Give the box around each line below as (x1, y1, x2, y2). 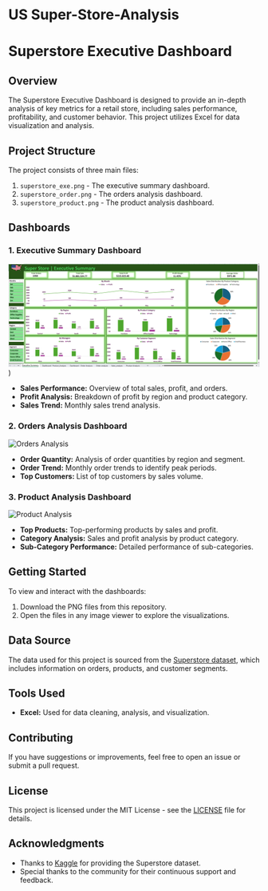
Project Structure (8, 144, 96, 158)
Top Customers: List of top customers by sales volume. (19, 471, 203, 481)
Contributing (8, 731, 73, 745)
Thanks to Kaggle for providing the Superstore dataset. (19, 858, 201, 868)
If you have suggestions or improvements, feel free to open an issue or (8, 753, 241, 762)
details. (8, 814, 33, 824)
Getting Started (8, 565, 87, 579)
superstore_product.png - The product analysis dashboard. (19, 198, 215, 207)
